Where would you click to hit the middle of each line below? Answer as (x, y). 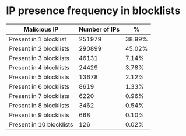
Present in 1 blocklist (38, 39)
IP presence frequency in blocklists (93, 11)
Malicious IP (41, 29)
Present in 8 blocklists (39, 105)
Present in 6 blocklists (39, 86)
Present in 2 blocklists (39, 48)
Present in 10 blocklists (41, 124)
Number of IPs (99, 29)
